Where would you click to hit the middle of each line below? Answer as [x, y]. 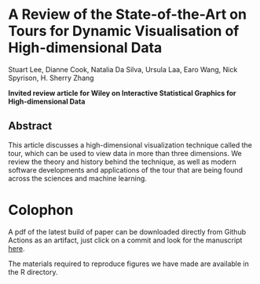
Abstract [30, 126]
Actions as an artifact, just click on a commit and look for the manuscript [125, 240]
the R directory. [33, 271]
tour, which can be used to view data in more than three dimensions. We [125, 153]
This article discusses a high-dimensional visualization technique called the [130, 145]
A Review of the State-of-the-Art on [128, 15]
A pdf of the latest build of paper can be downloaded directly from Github [127, 231]
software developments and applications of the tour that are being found [126, 169]
